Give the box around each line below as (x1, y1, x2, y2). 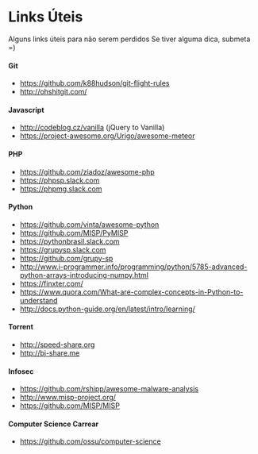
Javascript (8, 105, 45, 114)
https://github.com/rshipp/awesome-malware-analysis (19, 384, 199, 394)
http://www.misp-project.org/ (19, 393, 117, 402)
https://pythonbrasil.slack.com (19, 237, 121, 246)
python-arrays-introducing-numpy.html (19, 270, 149, 279)
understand (19, 295, 58, 305)
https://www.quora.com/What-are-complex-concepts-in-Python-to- (19, 287, 244, 297)
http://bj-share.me (19, 348, 80, 357)
